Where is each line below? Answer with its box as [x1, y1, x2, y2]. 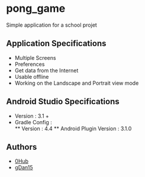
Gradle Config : [14, 118, 52, 125]
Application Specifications [6, 38, 107, 49]
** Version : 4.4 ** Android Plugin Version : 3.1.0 [14, 125, 132, 132]
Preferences [14, 60, 45, 67]
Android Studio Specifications [6, 96, 120, 107]
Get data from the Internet [14, 67, 79, 74]
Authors [6, 141, 37, 152]
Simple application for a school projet [6, 21, 98, 28]
